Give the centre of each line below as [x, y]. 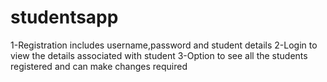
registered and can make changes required [99, 66]
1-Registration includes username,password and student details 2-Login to [164, 45]
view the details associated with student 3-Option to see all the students [159, 55]
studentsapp [64, 17]
